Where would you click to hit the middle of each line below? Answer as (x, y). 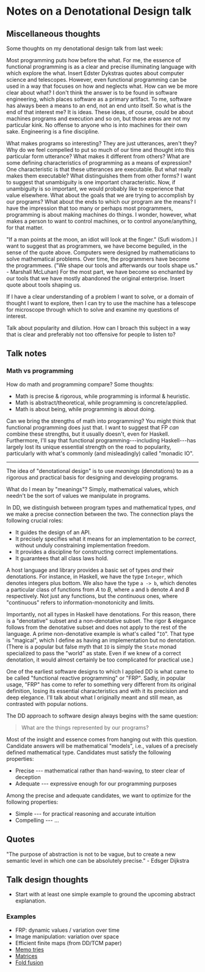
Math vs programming (40, 371)
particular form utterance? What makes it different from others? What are (98, 156)
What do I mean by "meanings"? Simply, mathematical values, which (92, 489)
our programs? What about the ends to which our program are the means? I (101, 202)
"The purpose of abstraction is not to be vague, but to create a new (91, 854)
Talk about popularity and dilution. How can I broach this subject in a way (99, 328)
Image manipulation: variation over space (67, 936)
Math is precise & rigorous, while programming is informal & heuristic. (103, 396)
